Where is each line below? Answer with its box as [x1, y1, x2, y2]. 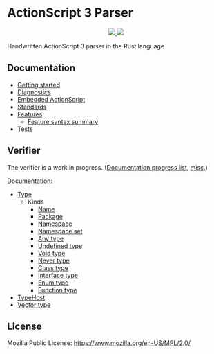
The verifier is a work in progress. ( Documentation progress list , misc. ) [7, 163, 208, 171]
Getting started [17, 80, 61, 89]
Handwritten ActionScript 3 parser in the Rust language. [7, 42, 166, 50]
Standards [17, 103, 47, 111]
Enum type [37, 278, 69, 287]
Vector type [17, 300, 51, 309]
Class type [37, 263, 69, 272]
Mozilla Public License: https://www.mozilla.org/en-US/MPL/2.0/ [7, 339, 191, 347]
